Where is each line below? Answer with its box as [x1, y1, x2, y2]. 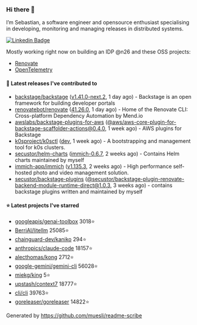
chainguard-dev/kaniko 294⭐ [14, 235, 87, 243]
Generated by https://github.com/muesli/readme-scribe [6, 312, 142, 319]
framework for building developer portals [14, 99, 116, 107]
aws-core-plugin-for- [123, 118, 177, 126]
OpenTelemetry [14, 66, 53, 73]
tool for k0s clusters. [14, 143, 65, 151]
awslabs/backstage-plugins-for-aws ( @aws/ [14, 118, 125, 126]
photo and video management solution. [33, 169, 129, 176]
